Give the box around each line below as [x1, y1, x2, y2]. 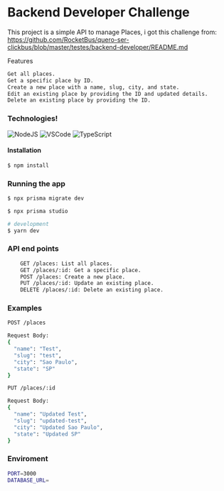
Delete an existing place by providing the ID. [7, 97, 151, 104]
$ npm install [7, 161, 50, 169]
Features [7, 56, 33, 65]
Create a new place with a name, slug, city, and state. [7, 83, 180, 91]
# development [7, 220, 50, 227]
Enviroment [7, 454, 48, 464]
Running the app [7, 178, 66, 188]
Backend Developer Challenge [7, 4, 190, 21]
